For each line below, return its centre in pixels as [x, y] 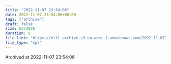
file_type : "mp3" [24, 43]
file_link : [17, 38]
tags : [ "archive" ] [25, 19]
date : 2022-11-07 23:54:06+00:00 [41, 15]
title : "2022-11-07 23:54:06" [37, 10]
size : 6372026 [20, 29]
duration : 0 [18, 33]
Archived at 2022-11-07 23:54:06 [40, 57]
